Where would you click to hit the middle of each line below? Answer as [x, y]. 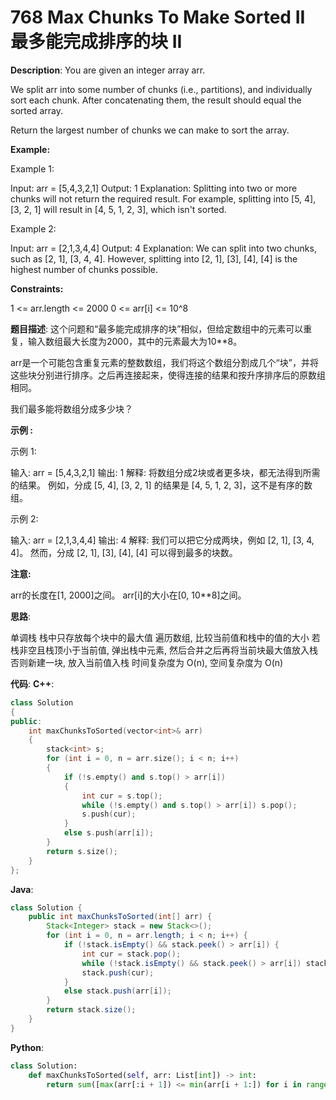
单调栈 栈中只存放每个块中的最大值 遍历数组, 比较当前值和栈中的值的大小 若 [165, 637]
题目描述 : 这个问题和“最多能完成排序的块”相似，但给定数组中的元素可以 [157, 328]
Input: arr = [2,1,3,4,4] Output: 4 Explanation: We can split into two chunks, [163, 248]
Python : [27, 1047]
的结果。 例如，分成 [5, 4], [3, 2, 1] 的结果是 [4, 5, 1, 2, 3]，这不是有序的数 [161, 485]
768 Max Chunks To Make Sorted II [158, 17]
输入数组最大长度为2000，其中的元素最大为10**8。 [135, 341]
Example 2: [33, 228]
